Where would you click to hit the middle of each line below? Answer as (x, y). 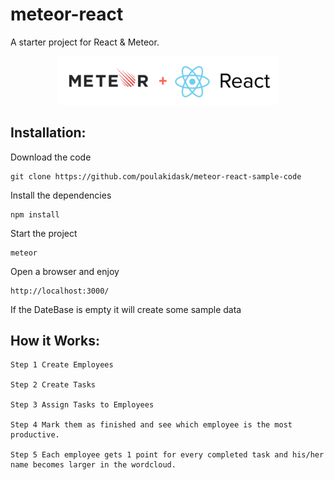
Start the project (44, 233)
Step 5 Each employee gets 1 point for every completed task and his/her (167, 455)
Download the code (51, 157)
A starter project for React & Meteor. (85, 42)
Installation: (48, 133)
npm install (35, 214)
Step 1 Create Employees (62, 365)
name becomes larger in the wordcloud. (93, 465)
